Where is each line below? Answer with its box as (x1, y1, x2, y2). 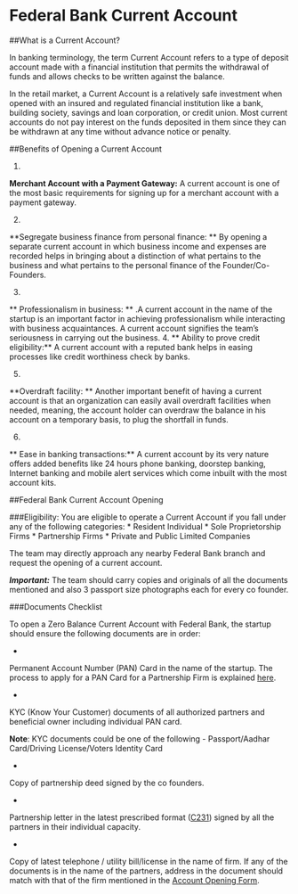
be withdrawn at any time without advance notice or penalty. (9, 126, 231, 136)
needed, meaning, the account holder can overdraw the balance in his (9, 405, 267, 415)
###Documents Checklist (9, 601, 102, 611)
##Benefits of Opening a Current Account (9, 144, 163, 154)
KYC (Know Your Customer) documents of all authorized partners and (9, 706, 265, 718)
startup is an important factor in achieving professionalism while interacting (9, 313, 286, 324)
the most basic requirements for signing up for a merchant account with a (9, 187, 279, 198)
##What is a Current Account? (9, 35, 121, 45)
